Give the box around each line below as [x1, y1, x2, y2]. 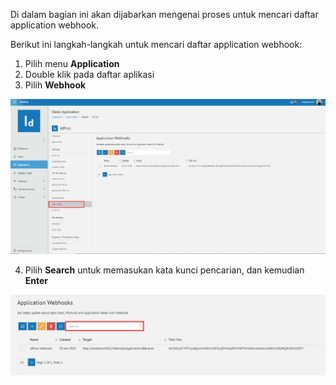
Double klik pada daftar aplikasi [24, 69, 155, 80]
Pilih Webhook [24, 79, 87, 91]
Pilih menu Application [24, 58, 120, 69]
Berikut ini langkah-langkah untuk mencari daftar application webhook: [10, 39, 303, 50]
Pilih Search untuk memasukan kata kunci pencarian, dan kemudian [24, 264, 305, 276]
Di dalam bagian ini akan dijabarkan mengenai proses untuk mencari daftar [10, 9, 319, 20]
